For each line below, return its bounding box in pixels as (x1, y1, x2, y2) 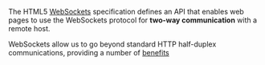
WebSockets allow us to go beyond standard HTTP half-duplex (8, 39, 217, 49)
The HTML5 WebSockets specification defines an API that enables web (8, 7, 245, 16)
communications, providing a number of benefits (8, 48, 170, 57)
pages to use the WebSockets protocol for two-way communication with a (8, 15, 258, 25)
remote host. (8, 24, 51, 33)
